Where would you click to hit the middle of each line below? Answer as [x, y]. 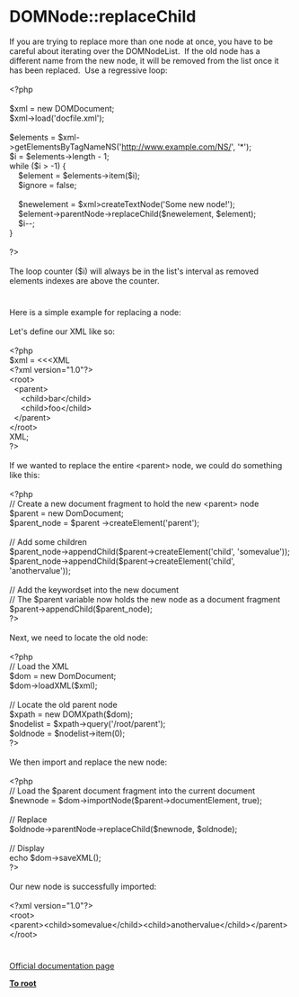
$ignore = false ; [47, 185]
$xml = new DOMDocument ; [62, 108]
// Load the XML [39, 666]
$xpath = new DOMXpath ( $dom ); [71, 714]
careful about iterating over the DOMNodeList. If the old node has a [135, 50]
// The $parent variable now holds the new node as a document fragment [145, 600]
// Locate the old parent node [64, 705]
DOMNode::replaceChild [103, 17]
